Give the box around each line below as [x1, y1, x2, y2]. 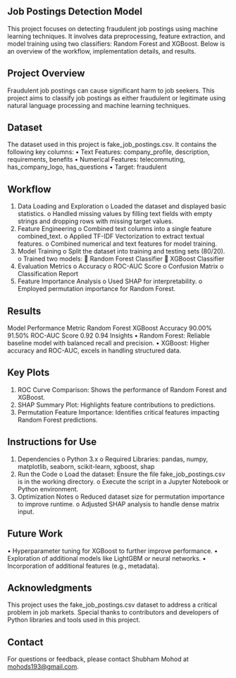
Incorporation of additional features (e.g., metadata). [7, 561, 160, 570]
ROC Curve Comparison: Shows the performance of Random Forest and [17, 385, 227, 394]
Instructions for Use [7, 436, 97, 448]
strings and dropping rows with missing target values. [17, 217, 174, 225]
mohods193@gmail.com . [7, 662, 80, 671]
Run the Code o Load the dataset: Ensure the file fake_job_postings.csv [17, 470, 225, 478]
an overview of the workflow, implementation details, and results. [7, 47, 197, 55]
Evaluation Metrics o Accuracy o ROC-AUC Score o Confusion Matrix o [17, 262, 224, 270]
